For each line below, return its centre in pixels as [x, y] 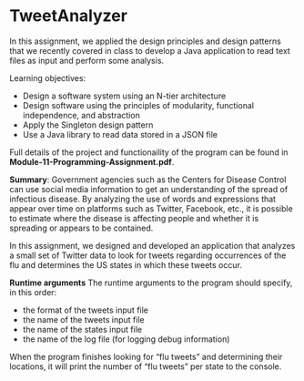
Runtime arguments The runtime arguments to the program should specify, [151, 283]
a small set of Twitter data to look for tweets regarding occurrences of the [148, 255]
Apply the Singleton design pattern [88, 125]
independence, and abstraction [81, 115]
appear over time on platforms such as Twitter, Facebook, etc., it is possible [151, 208]
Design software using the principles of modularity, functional [138, 105]
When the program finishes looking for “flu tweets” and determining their [146, 356]
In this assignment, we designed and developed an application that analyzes [152, 245]
